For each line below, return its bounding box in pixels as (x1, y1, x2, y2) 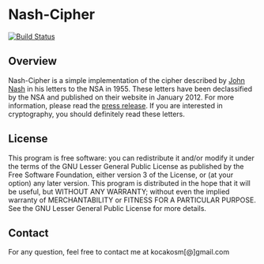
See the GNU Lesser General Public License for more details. (8, 203, 207, 213)
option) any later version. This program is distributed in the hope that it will (8, 178, 251, 187)
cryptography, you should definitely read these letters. (8, 109, 186, 119)
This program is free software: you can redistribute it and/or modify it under (8, 153, 255, 163)
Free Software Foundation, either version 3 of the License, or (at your (8, 170, 234, 179)
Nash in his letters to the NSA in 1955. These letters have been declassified (8, 84, 253, 93)
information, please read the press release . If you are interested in (8, 100, 223, 110)
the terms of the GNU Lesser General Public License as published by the (8, 161, 244, 171)
